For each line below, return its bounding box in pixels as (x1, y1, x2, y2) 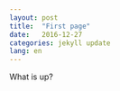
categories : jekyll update (9, 38, 111, 48)
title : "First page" (9, 22, 91, 31)
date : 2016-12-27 (9, 30, 83, 39)
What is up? (9, 71, 54, 82)
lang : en (9, 47, 42, 56)
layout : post (9, 13, 59, 23)
